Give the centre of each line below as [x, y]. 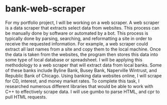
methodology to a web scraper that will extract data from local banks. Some [83, 65]
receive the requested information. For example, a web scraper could [76, 43]
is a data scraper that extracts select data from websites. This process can [82, 27]
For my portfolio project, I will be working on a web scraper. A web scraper [82, 22]
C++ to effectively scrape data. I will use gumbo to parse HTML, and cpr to [82, 91]
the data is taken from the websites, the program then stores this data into [82, 54]
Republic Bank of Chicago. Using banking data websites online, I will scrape [83, 75]
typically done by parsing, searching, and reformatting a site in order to [79, 38]
